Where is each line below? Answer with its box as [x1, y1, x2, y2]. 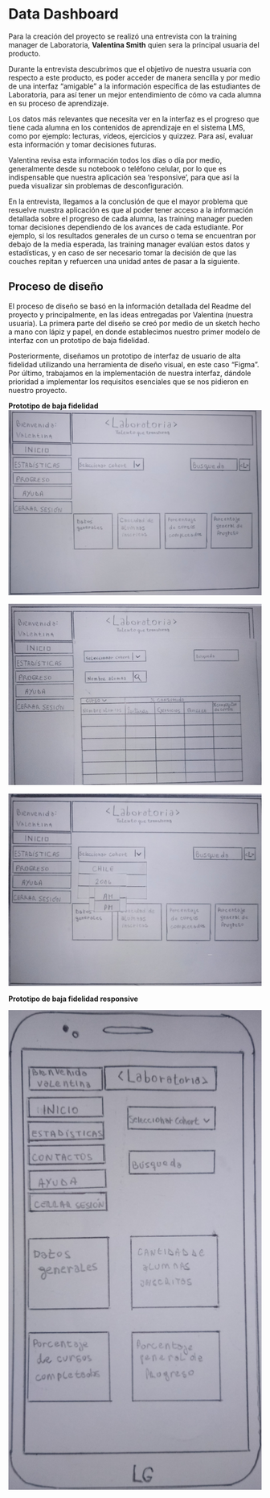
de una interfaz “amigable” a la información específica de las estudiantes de [8, 81, 261, 91]
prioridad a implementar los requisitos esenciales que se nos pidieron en [8, 376, 249, 387]
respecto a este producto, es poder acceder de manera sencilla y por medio [8, 72, 260, 82]
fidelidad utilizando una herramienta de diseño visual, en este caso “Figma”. [8, 359, 260, 369]
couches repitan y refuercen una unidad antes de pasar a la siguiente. [8, 256, 240, 266]
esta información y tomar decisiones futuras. [8, 139, 157, 149]
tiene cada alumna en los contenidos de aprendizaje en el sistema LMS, [8, 122, 246, 132]
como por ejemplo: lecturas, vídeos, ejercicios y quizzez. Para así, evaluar [8, 130, 254, 141]
